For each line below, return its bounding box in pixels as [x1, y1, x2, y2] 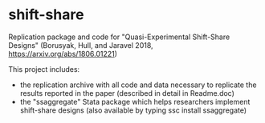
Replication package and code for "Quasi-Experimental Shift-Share [8, 32, 230, 42]
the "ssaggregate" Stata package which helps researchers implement [19, 97, 251, 106]
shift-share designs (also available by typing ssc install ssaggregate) [19, 105, 247, 115]
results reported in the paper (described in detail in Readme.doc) [19, 88, 235, 97]
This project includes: [8, 64, 80, 73]
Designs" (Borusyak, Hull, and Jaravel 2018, [8, 40, 154, 50]
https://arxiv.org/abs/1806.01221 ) [8, 49, 118, 58]
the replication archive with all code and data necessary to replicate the [19, 80, 257, 89]
